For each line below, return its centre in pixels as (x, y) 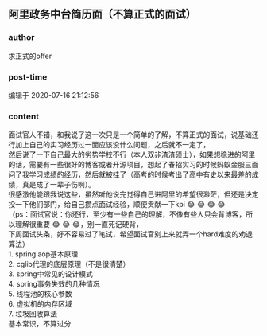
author (21, 37)
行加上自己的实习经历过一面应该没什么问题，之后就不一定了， (109, 145)
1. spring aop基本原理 (43, 254)
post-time (28, 76)
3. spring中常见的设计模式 (50, 274)
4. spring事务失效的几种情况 (54, 284)
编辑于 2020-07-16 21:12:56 (54, 95)
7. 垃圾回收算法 (33, 314)
